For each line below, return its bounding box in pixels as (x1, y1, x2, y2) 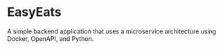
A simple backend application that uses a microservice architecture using (7, 27, 217, 35)
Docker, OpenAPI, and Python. (7, 34, 94, 42)
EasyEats (7, 4, 62, 20)
